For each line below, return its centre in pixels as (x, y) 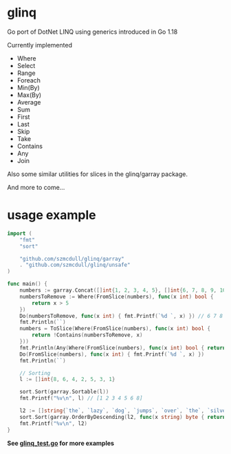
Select (26, 65)
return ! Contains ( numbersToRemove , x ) (87, 335)
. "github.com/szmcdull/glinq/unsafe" (75, 265)
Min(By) (28, 87)
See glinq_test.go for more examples (61, 443)
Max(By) (29, 95)
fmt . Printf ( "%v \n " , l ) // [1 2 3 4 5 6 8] (81, 398)
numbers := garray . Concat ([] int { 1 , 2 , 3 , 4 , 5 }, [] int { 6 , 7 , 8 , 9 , (118, 290)
